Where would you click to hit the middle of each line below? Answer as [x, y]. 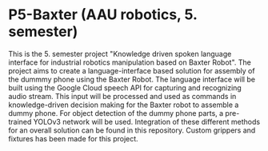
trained [20, 121]
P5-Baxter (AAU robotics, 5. [103, 15]
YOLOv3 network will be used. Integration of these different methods [147, 121]
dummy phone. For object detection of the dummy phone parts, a [116, 113]
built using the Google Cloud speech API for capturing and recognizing [125, 87]
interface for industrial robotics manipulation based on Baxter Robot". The [130, 62]
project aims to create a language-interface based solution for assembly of [132, 70]
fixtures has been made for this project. [73, 138]
